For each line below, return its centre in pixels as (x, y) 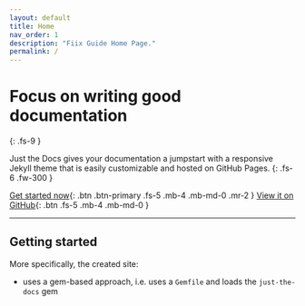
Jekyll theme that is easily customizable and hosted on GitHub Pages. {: (144, 168)
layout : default (40, 18)
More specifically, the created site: (74, 263)
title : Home (32, 26)
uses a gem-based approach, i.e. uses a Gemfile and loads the (139, 281)
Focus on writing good (95, 97)
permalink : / (34, 52)
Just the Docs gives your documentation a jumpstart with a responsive (142, 159)
